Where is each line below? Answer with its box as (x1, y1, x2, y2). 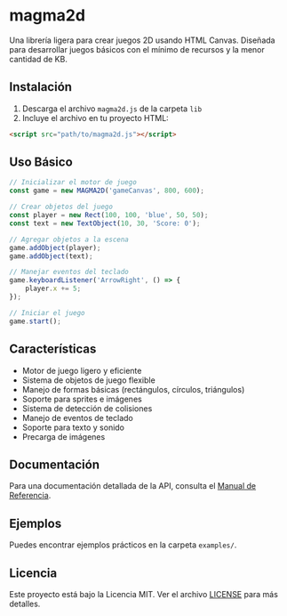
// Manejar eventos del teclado (9, 268, 129, 277)
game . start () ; (9, 317, 62, 326)
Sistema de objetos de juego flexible (21, 375, 155, 385)
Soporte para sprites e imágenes (21, 393, 142, 404)
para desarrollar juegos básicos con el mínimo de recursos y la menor (9, 44, 265, 54)
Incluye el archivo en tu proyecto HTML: (21, 112, 169, 123)
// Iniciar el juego (9, 308, 86, 317)
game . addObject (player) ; (9, 243, 101, 252)
